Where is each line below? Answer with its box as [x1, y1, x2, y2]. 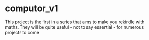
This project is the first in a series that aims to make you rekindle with [5, 19, 145, 25]
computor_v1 [5, 3, 58, 14]
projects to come [5, 29, 39, 35]
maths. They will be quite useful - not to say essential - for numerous [5, 24, 144, 30]
